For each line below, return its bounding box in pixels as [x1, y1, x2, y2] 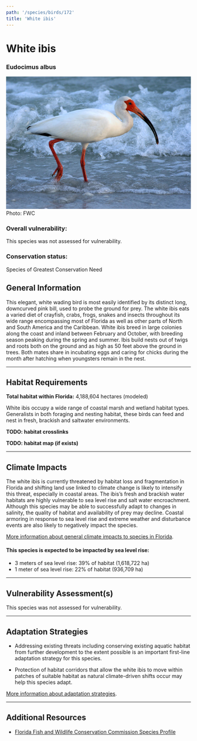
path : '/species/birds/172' [6, 9, 75, 15]
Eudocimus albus [6, 62, 57, 71]
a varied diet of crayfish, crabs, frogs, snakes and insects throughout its [6, 311, 180, 318]
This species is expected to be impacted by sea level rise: [6, 546, 150, 553]
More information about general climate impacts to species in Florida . [6, 533, 174, 540]
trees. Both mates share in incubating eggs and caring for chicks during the [6, 348, 189, 355]
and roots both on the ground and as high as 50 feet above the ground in [6, 342, 182, 350]
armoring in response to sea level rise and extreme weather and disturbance [6, 516, 191, 523]
